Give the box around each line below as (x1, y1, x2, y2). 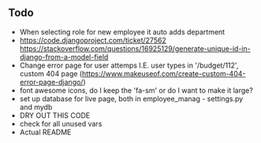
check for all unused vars (19, 119, 103, 128)
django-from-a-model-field (19, 52, 109, 61)
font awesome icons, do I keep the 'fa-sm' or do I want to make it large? (19, 86, 254, 95)
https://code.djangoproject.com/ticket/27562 (19, 35, 167, 45)
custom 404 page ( (19, 68, 83, 78)
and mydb (19, 102, 53, 112)
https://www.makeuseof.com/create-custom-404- (81, 68, 246, 78)
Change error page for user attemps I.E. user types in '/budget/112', (19, 60, 239, 70)
